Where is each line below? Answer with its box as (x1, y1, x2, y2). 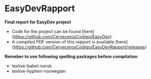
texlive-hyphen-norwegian (11, 68, 66, 74)
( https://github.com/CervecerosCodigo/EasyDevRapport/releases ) (11, 44, 147, 50)
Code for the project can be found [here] (11, 28, 94, 34)
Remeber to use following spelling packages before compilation (4, 53, 138, 59)
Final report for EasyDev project (4, 19, 71, 25)
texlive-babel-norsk (11, 63, 52, 69)
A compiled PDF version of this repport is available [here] (11, 39, 128, 44)
